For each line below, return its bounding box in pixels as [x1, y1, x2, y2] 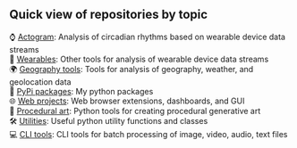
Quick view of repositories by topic [9, 7, 208, 22]
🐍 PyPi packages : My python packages [9, 86, 154, 96]
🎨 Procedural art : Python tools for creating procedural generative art [9, 105, 261, 116]
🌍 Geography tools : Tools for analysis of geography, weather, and [9, 63, 254, 74]
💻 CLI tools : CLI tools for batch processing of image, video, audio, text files [9, 128, 288, 139]
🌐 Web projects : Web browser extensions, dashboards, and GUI [9, 95, 245, 106]
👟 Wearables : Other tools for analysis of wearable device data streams [9, 53, 269, 64]
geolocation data [9, 76, 72, 87]
